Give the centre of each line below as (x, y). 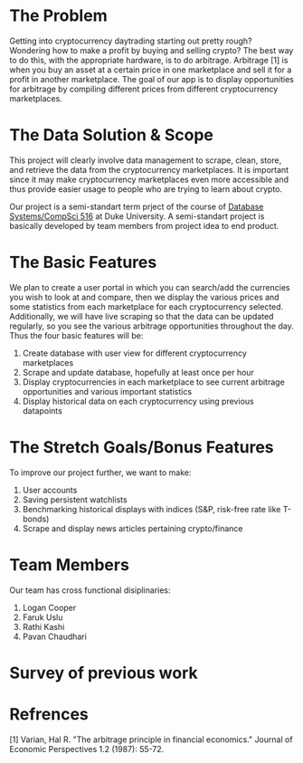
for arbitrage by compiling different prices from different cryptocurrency (144, 89)
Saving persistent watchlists (75, 500)
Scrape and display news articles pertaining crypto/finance (133, 528)
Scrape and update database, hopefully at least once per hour (138, 372)
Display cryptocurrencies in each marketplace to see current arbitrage (153, 382)
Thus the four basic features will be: (76, 335)
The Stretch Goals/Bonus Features (142, 447)
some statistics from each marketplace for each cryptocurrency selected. (147, 306)
